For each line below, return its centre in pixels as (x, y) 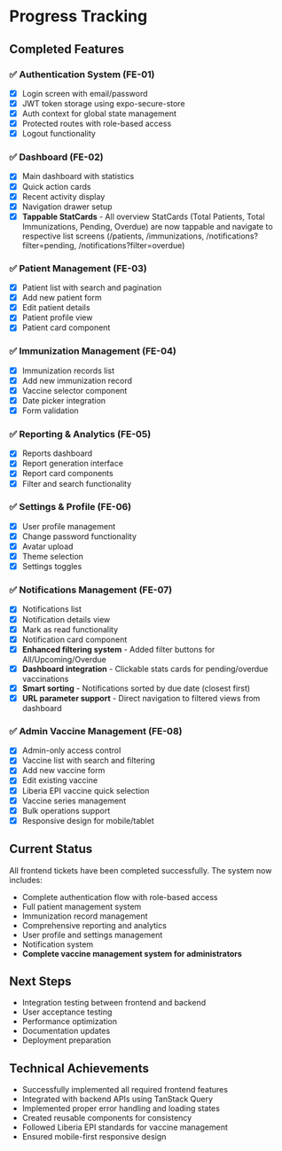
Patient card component (66, 328)
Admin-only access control (71, 750)
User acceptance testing (67, 1012)
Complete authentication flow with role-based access (120, 897)
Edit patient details (56, 308)
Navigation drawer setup (67, 207)
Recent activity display (63, 196)
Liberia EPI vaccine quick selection (86, 790)
